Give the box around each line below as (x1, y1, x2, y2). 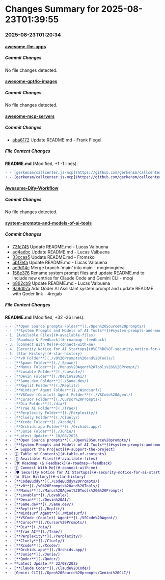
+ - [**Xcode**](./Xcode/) (5, 543, 60, 548)
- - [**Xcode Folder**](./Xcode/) (5, 419, 76, 424)
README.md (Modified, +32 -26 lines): (5, 314, 85, 320)
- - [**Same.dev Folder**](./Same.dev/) (5, 379, 89, 384)
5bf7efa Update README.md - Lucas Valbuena (12, 259, 108, 265)
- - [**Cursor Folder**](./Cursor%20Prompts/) (5, 397, 102, 402)
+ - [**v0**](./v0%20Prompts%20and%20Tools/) (5, 484, 100, 489)
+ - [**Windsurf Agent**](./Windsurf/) (5, 511, 87, 516)
